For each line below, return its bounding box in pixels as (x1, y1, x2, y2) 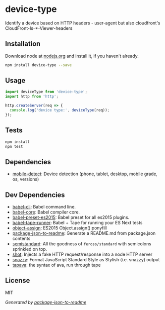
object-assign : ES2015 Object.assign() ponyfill (12, 225, 107, 231)
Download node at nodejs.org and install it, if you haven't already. (5, 53, 139, 59)
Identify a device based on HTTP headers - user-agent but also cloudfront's (5, 20, 161, 26)
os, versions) (12, 176, 39, 182)
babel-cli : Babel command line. (12, 204, 76, 209)
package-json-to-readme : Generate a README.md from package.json (12, 230, 156, 236)
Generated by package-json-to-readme (5, 299, 87, 305)
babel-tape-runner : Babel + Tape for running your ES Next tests (12, 220, 143, 225)
